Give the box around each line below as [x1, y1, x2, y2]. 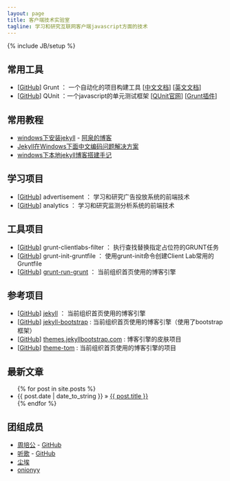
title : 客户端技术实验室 [7, 17, 70, 23]
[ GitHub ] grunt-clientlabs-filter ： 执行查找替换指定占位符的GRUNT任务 [17, 243, 219, 251]
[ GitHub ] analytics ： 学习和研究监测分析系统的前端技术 [17, 201, 175, 209]
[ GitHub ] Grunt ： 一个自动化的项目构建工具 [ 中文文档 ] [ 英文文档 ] [17, 84, 202, 92]
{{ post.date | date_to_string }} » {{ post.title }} [17, 392, 149, 400]
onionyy [17, 466, 41, 474]
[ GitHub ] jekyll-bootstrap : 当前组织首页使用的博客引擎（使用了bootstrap [17, 318, 223, 326]
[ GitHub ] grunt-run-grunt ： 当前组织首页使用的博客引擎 [17, 267, 176, 276]
